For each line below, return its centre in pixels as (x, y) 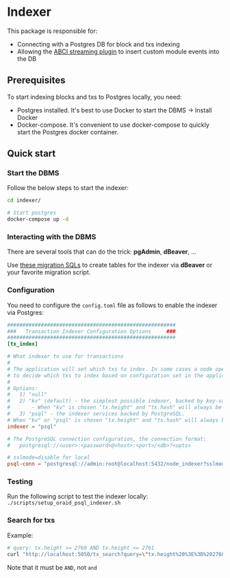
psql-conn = (24, 464)
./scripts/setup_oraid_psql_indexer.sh (64, 503)
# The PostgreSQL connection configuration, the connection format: (107, 439)
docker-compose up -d (38, 219)
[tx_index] (23, 344)
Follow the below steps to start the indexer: (68, 188)
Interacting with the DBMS (52, 237)
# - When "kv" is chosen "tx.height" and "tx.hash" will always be (115, 408)
